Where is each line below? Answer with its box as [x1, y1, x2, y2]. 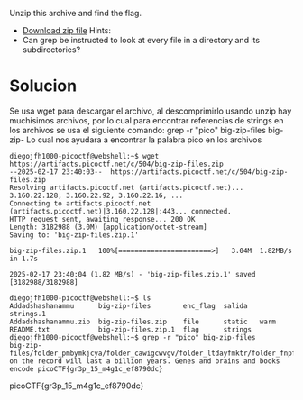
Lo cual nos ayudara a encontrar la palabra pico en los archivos [26, 134, 262, 145]
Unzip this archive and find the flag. [9, 8, 142, 18]
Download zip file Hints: [22, 25, 111, 35]
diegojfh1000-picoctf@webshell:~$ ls [9, 293, 151, 303]
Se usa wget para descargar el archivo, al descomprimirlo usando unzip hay [9, 105, 292, 116]
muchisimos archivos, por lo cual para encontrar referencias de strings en [9, 114, 284, 125]
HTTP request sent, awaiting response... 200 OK [9, 214, 196, 223]
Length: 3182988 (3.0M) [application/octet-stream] [9, 223, 207, 232]
